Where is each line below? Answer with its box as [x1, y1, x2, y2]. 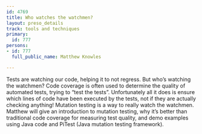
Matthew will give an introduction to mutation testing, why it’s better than [6, 107, 187, 115]
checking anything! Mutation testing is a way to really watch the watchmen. [6, 101, 194, 109]
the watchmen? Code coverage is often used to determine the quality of [6, 82, 186, 89]
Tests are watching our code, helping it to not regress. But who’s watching [6, 75, 191, 83]
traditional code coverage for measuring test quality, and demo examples [6, 114, 189, 121]
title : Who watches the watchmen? [6, 14, 94, 21]
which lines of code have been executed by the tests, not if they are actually [6, 95, 197, 102]
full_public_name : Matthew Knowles [11, 54, 102, 60]
